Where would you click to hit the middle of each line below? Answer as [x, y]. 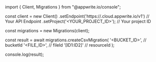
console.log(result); [24, 54]
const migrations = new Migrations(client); [47, 31]
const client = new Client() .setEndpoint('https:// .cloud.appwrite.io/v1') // [77, 16]
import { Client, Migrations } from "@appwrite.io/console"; [63, 7]
